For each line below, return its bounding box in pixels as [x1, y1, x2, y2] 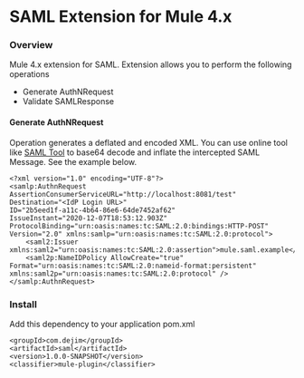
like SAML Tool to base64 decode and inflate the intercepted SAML [9, 147, 261, 158]
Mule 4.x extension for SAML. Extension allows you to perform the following [9, 59, 292, 70]
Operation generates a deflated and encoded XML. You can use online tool [9, 137, 288, 148]
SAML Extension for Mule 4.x [9, 6, 233, 27]
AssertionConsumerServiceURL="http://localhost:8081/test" [9, 189, 237, 199]
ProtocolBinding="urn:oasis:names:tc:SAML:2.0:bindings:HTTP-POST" [9, 221, 270, 230]
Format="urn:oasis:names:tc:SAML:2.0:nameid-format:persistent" [9, 261, 257, 270]
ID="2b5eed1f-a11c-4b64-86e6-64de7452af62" [9, 206, 176, 215]
